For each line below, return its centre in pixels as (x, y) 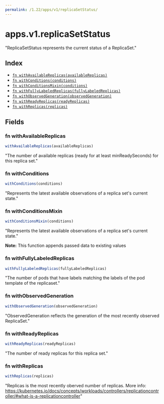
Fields (15, 122)
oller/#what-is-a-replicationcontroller (43, 396)
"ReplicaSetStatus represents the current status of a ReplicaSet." (71, 48)
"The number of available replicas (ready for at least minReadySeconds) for (82, 155)
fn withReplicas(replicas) (40, 107)
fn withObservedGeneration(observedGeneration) (62, 97)
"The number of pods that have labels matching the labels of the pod (75, 278)
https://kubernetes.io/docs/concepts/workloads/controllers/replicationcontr (82, 391)
